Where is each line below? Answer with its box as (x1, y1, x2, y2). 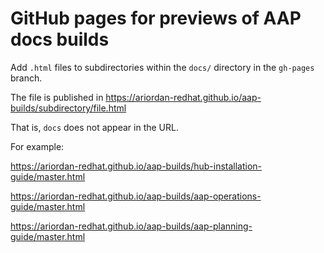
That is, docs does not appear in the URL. (10, 121, 179, 133)
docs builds (10, 28, 110, 51)
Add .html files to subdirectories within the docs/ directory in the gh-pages (10, 61, 315, 73)
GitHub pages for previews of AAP (10, 7, 302, 30)
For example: (10, 140, 65, 152)
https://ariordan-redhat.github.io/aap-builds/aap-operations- (10, 190, 262, 202)
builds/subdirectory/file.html (10, 102, 127, 114)
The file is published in (10, 91, 104, 103)
